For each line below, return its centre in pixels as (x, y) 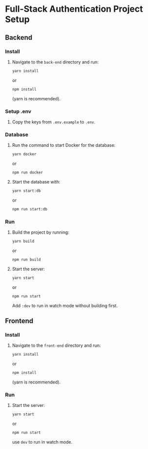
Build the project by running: (41, 232)
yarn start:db (26, 191)
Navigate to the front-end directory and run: (56, 345)
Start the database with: (36, 181)
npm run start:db (30, 209)
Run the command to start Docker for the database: (64, 145)
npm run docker (28, 173)
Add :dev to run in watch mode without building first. (65, 305)
